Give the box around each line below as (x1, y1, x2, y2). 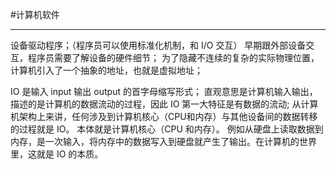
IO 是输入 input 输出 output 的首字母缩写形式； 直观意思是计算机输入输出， (10, 86, 318, 97)
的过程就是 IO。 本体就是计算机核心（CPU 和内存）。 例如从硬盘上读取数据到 (10, 123, 324, 135)
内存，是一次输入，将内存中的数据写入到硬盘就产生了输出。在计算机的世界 (10, 136, 317, 147)
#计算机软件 (10, 9, 60, 20)
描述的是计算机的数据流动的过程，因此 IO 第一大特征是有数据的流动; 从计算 (10, 98, 319, 110)
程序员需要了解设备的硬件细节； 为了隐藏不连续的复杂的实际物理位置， (27, 52, 320, 63)
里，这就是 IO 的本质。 (10, 148, 104, 160)
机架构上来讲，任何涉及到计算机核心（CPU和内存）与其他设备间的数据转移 (10, 111, 318, 122)
